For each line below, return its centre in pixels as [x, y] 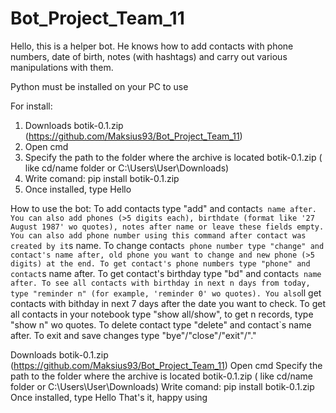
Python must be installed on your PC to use [99, 86]
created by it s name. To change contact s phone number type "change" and [167, 245]
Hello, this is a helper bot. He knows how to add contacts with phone [152, 46]
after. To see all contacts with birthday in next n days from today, [160, 283]
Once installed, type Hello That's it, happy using [109, 397]
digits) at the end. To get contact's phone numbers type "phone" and [160, 263]
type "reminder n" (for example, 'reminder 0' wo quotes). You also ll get [166, 293]
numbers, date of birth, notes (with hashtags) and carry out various [149, 56]
